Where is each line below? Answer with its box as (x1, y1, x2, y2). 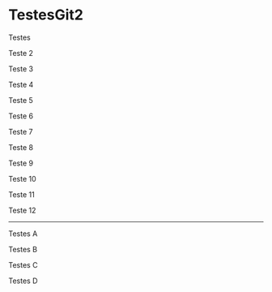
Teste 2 (8, 48, 34, 58)
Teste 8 (8, 142, 34, 152)
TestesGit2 (8, 6, 83, 24)
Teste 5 (8, 95, 34, 105)
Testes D (8, 276, 38, 286)
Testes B (8, 244, 38, 254)
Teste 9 (8, 158, 34, 168)
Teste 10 (8, 174, 36, 183)
